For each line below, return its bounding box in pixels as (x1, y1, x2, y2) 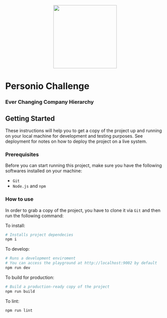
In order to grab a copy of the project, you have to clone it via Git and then (5, 207, 161, 213)
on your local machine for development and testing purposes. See (5, 133, 143, 139)
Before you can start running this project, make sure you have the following (5, 163, 162, 169)
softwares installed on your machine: (5, 168, 82, 174)
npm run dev (5, 265, 30, 270)
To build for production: (5, 274, 55, 281)
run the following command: (5, 213, 64, 219)
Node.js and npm (12, 183, 46, 189)
